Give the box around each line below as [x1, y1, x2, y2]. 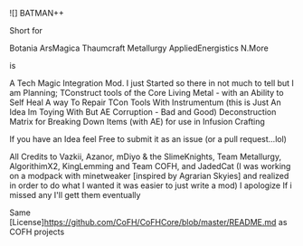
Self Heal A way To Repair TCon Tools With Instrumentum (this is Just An [9, 97, 282, 108]
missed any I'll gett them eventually [9, 190, 141, 200]
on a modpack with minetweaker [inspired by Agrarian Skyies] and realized [9, 171, 289, 181]
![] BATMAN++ [9, 8, 65, 18]
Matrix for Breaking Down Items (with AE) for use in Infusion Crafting [9, 117, 265, 127]
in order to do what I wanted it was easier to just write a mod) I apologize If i [9, 180, 292, 191]
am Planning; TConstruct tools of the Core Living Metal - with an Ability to [9, 88, 284, 98]
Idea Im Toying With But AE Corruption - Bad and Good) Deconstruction [9, 107, 277, 117]
